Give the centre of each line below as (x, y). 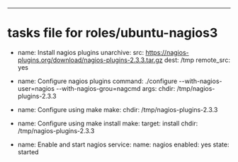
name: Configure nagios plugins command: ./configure (97, 81)
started (28, 151)
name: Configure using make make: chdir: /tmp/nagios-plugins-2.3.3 (118, 109)
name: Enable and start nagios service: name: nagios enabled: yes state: (123, 144)
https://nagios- (167, 52)
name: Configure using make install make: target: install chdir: (108, 123)
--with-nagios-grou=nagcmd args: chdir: (115, 88)
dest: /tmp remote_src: (197, 60)
